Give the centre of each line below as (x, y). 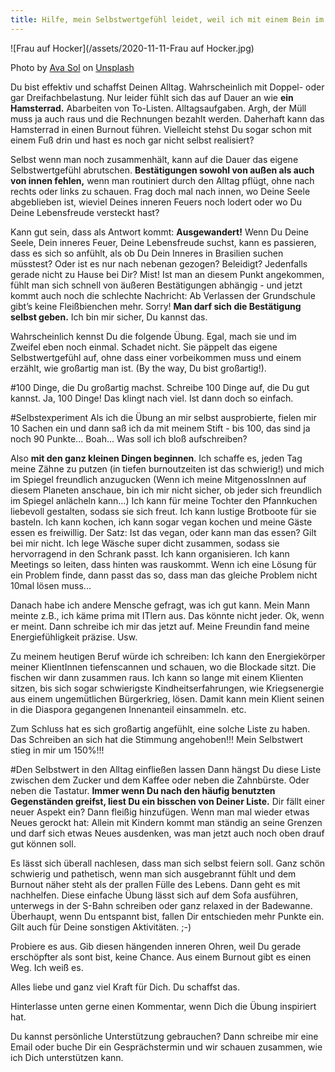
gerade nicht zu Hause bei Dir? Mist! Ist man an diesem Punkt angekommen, (167, 274)
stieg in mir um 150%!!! (57, 750)
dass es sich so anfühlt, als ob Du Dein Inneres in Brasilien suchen (147, 253)
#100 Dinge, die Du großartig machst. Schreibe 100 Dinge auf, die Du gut (160, 387)
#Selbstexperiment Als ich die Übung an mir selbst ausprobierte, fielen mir (163, 417)
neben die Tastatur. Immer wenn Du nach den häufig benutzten (143, 790)
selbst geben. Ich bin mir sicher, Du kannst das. (109, 317)
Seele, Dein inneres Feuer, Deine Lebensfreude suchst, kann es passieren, (163, 242)
